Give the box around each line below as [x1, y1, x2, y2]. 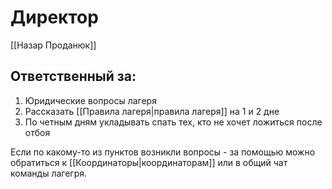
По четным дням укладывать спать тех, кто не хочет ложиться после [24, 116, 323, 128]
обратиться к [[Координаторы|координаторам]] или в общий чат [10, 156, 288, 168]
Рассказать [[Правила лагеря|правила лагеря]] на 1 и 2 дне [24, 105, 280, 117]
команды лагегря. [10, 167, 88, 179]
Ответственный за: [10, 68, 137, 85]
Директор [10, 6, 99, 29]
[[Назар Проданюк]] [10, 39, 97, 51]
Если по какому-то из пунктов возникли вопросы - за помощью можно [10, 146, 316, 158]
